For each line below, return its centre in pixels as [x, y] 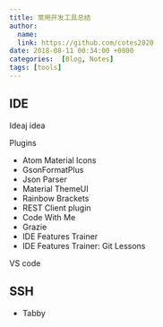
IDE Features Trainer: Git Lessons [84, 245]
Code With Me [49, 217]
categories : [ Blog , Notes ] [62, 59]
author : [24, 26]
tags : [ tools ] [36, 68]
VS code [25, 263]
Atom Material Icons [59, 160]
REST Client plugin [56, 208]
